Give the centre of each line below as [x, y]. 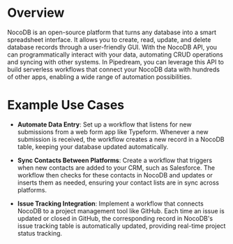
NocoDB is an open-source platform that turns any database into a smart [112, 32]
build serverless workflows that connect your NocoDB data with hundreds [113, 69]
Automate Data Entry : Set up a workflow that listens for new [104, 124]
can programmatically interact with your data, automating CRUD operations [115, 55]
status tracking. [40, 233]
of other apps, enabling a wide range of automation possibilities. [99, 77]
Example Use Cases [66, 105]
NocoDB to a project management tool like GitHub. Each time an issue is [121, 210]
